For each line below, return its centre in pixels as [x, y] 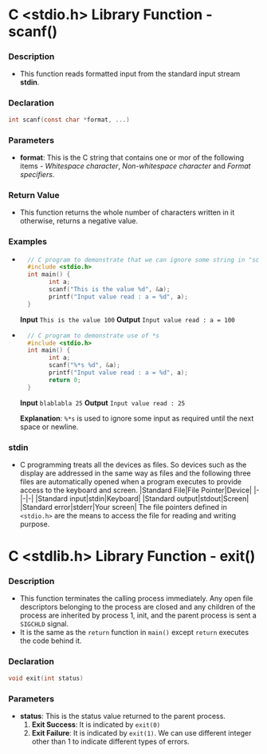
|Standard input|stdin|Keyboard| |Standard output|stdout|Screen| [142, 498]
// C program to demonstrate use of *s [93, 336]
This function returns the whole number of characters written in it [127, 212]
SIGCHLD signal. [44, 624]
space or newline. [49, 426]
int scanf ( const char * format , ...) [69, 120]
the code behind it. [51, 641]
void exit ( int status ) [46, 678]
